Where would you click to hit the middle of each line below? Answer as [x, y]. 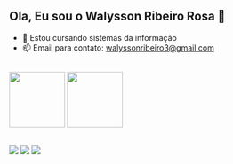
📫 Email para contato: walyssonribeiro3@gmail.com [118, 47]
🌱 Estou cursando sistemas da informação [100, 37]
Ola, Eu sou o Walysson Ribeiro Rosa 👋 [117, 16]
